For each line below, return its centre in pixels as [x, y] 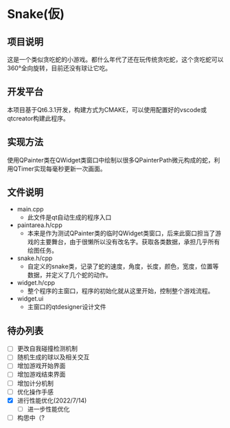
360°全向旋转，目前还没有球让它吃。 [59, 68]
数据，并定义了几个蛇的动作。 [69, 275]
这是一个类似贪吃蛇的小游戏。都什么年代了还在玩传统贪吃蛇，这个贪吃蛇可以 [115, 60]
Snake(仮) [36, 14]
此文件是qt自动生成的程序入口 [69, 217]
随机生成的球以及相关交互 [53, 357]
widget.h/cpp [36, 283]
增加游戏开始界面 [41, 366]
